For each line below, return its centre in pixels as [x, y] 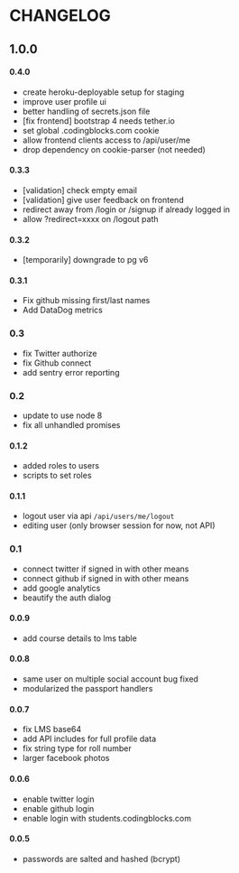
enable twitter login [58, 799]
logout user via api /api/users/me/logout [98, 516]
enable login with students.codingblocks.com [107, 818]
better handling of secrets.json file [86, 111]
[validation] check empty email [80, 190]
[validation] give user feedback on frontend [103, 200]
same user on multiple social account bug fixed [110, 679]
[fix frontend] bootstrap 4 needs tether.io [99, 121]
